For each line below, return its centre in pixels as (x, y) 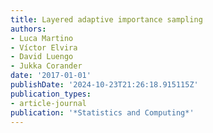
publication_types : (51, 94)
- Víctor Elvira (44, 47)
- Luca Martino (42, 38)
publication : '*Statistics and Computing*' (102, 112)
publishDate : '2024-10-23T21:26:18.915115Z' (104, 85)
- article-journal (48, 103)
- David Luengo (42, 57)
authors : (28, 29)
